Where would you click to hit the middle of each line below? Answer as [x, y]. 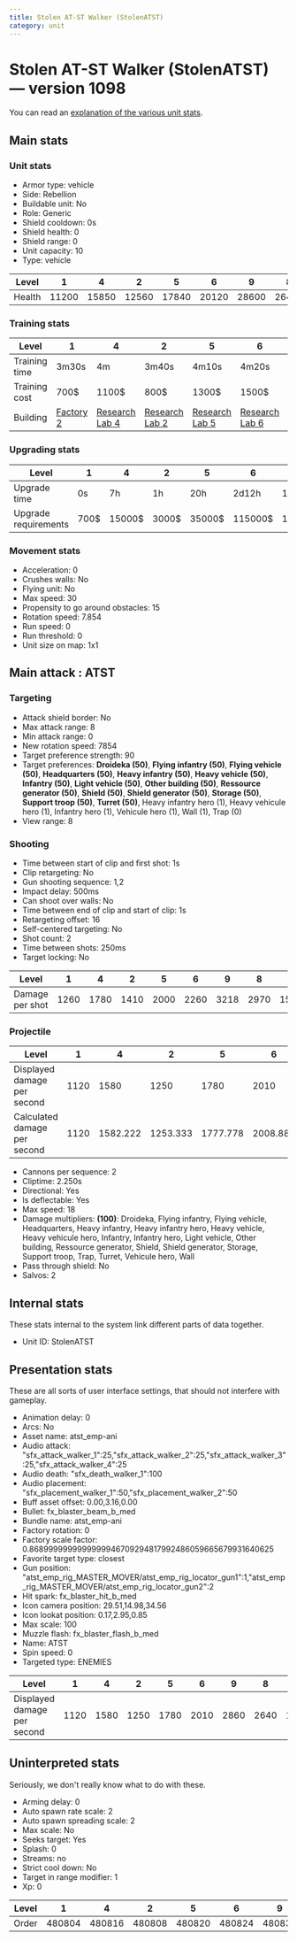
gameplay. [28, 1400]
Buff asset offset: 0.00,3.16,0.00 [80, 1502]
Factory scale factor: [60, 1539]
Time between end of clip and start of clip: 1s [104, 910]
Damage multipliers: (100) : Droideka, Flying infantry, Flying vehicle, [145, 1219]
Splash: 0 [39, 1849]
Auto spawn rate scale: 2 [67, 1811]
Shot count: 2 [47, 938]
